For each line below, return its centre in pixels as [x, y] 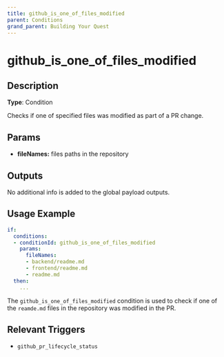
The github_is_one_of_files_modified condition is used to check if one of [112, 300]
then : [21, 281]
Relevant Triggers [46, 329]
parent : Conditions [35, 20]
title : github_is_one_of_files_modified [66, 13]
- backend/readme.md [55, 262]
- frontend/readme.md [57, 268]
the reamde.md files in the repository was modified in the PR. [92, 308]
